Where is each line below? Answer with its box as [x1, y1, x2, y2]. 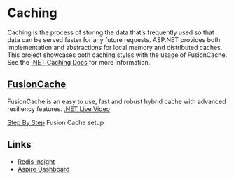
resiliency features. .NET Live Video [7, 104, 111, 113]
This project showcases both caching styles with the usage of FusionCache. [7, 51, 228, 59]
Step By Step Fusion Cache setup [7, 118, 104, 127]
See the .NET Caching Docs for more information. [7, 58, 151, 66]
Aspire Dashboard [17, 165, 70, 173]
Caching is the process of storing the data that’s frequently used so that [7, 28, 215, 37]
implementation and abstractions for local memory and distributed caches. [7, 43, 223, 51]
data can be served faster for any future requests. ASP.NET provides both [7, 35, 221, 44]
